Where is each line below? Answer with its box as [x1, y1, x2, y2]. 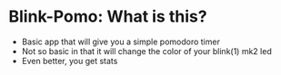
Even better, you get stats [21, 55, 118, 66]
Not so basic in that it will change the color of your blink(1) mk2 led [21, 45, 272, 56]
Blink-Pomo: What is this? [8, 6, 207, 27]
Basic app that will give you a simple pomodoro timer [21, 36, 220, 47]
